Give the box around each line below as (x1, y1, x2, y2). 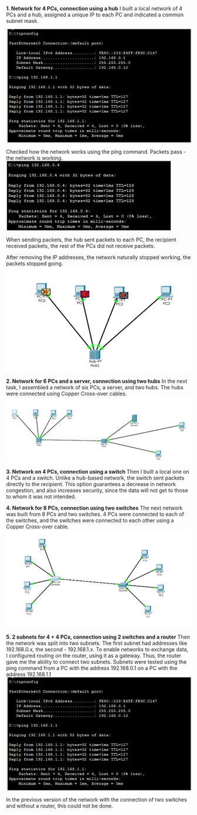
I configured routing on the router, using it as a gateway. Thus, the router (6, 652, 182, 659)
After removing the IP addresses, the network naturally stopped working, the (6, 253, 191, 260)
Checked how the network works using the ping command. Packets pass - (6, 148, 186, 155)
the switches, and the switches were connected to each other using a (6, 517, 174, 524)
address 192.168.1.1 (6, 671, 52, 678)
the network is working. (6, 154, 63, 161)
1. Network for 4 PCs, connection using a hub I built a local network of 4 (6, 5, 183, 12)
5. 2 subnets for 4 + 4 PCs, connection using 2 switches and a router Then (6, 633, 191, 640)
